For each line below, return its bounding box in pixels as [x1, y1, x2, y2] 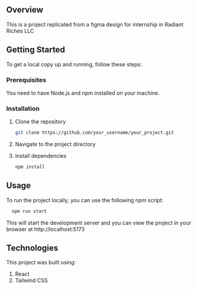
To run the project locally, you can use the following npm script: [6, 196, 164, 204]
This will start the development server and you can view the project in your [6, 219, 192, 226]
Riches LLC [6, 27, 34, 34]
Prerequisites [6, 75, 46, 84]
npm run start [11, 208, 47, 214]
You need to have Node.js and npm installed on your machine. [6, 89, 160, 96]
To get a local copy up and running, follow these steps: [6, 60, 142, 68]
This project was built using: [6, 259, 76, 266]
